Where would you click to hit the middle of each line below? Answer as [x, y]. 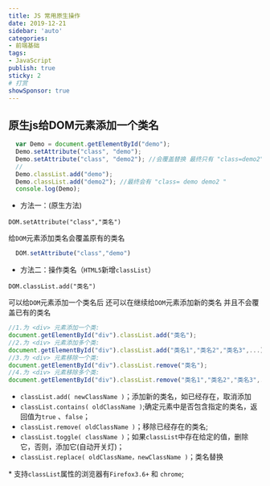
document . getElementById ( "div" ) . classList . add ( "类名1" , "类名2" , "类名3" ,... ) [136, 350]
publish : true [32, 68]
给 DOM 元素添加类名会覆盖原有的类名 [67, 238]
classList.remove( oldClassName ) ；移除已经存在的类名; [114, 426]
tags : [17, 53]
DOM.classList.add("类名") [52, 286]
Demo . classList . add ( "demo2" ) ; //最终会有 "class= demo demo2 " [121, 182]
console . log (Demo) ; [48, 189]
